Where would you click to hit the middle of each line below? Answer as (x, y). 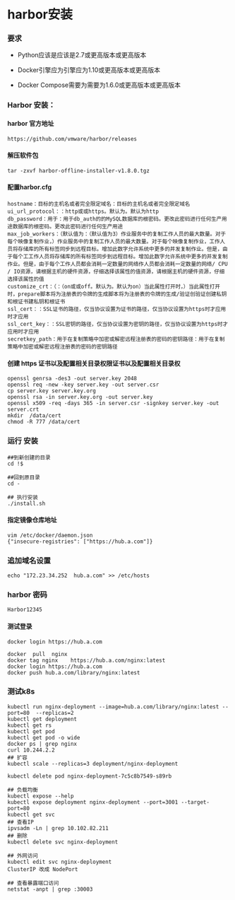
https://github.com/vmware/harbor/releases (72, 139)
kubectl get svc (31, 814)
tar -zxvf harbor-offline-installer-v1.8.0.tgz (79, 170)
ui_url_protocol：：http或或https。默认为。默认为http (83, 212)
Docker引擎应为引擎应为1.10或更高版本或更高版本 (89, 70)
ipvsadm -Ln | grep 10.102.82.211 (58, 828)
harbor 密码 (28, 595)
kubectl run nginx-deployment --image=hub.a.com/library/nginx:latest (113, 707)
